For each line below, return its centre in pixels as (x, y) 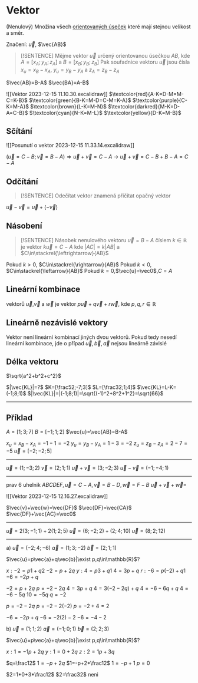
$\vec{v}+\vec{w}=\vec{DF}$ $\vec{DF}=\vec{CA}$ (69, 508)
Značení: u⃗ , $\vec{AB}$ (36, 44)
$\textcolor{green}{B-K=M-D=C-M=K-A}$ (80, 100)
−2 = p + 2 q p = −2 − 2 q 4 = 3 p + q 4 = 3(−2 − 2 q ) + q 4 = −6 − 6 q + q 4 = (97, 588)
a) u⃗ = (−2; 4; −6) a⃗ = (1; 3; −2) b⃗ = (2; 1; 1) (61, 548)
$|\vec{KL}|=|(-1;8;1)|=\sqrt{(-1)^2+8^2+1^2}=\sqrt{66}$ (95, 394)
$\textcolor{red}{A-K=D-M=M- (146, 94)
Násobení (24, 225)
